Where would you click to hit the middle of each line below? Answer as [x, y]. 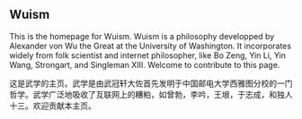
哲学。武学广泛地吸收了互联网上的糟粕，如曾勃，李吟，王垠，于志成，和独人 [151, 94]
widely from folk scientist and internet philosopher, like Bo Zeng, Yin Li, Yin [147, 55]
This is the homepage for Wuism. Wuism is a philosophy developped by [142, 36]
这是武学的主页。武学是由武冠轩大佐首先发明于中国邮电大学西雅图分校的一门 [151, 83]
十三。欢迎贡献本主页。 [53, 106]
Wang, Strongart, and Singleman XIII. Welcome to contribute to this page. [145, 64]
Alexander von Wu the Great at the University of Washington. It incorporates [151, 46]
